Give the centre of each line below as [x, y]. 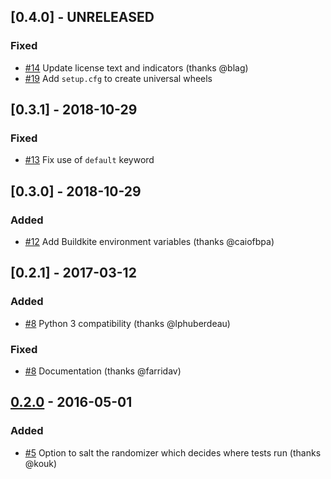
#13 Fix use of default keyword [89, 160]
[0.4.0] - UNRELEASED [82, 17]
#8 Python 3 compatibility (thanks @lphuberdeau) [127, 323]
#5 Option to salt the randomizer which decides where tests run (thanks [173, 452]
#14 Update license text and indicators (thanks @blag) [136, 67]
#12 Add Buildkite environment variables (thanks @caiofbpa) [149, 242]
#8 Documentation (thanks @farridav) [103, 371]
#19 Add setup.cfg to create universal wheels [118, 78]
